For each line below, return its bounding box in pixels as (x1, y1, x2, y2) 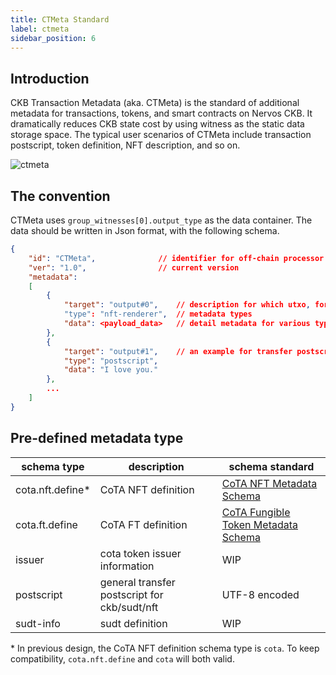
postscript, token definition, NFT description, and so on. (10, 139, 241, 151)
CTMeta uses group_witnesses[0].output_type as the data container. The (10, 214, 313, 226)
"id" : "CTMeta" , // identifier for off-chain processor (28, 253, 325, 263)
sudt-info (15, 616, 61, 630)
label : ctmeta (10, 24, 70, 34)
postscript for (99, 587, 164, 601)
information (99, 559, 155, 573)
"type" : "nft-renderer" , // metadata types (63, 309, 253, 320)
